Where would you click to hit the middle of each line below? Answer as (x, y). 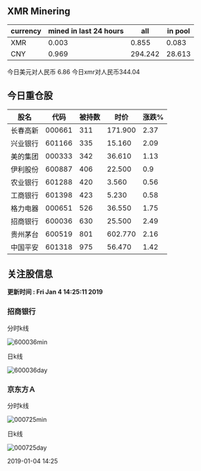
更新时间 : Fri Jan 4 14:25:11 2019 (55, 292)
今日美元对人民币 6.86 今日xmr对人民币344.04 (74, 71)
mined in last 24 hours (86, 30)
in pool (179, 30)
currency (26, 30)
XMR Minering (39, 11)
